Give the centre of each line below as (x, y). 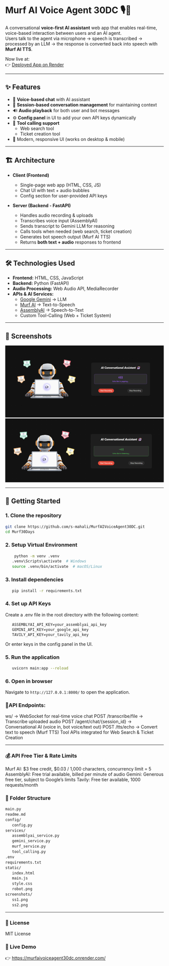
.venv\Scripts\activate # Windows (49, 561)
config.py (22, 825)
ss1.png (20, 900)
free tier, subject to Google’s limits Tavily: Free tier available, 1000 (73, 780)
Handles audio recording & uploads (56, 215)
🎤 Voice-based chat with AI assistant (51, 99)
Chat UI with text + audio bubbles (55, 190)
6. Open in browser (29, 681)
